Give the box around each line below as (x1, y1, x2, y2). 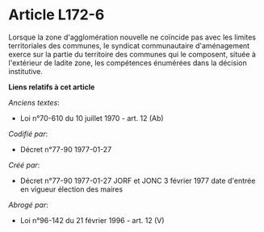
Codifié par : (8, 129, 48, 139)
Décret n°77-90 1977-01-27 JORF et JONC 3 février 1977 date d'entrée (19, 176, 256, 185)
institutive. (8, 66, 43, 76)
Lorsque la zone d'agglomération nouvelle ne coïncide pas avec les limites (8, 32, 257, 42)
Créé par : (8, 159, 40, 170)
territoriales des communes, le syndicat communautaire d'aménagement (8, 40, 250, 50)
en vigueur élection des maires (19, 184, 124, 194)
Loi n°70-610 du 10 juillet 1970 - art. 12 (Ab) (19, 113, 164, 122)
